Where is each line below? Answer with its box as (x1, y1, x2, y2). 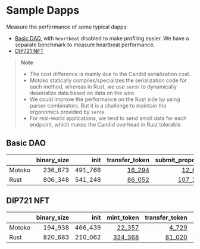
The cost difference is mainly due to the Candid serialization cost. (29, 70, 191, 77)
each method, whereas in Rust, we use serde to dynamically (29, 83, 177, 90)
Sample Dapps (6, 4, 80, 17)
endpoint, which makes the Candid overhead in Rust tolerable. (29, 121, 183, 128)
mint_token (107, 213, 139, 222)
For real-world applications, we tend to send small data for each (29, 114, 187, 122)
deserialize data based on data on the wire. (29, 89, 136, 96)
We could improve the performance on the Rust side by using (29, 96, 180, 103)
